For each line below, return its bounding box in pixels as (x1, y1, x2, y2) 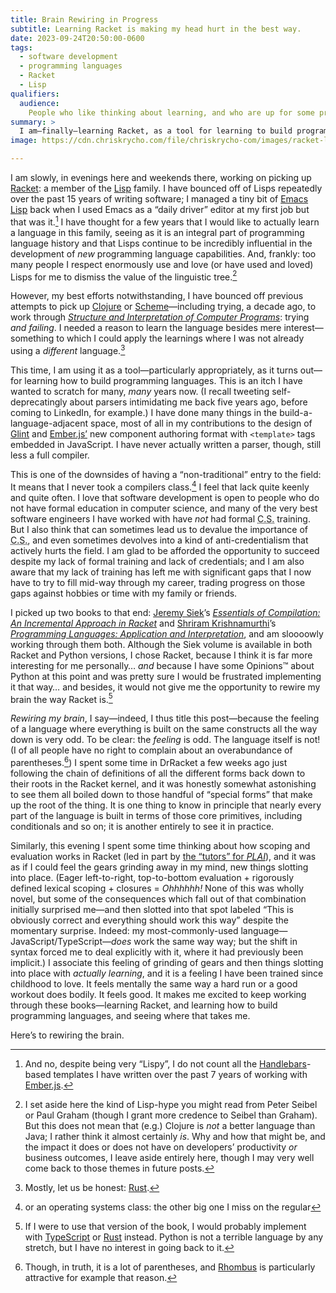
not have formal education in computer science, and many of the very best (10, 502, 318, 514)
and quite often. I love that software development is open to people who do (10, 491, 320, 503)
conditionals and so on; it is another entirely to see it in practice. (10, 820, 275, 832)
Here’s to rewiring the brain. (10, 1029, 125, 1041)
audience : (19, 98, 60, 108)
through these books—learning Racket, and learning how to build (10, 999, 278, 1011)
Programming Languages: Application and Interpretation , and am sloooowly (10, 627, 324, 640)
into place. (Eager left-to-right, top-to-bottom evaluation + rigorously (10, 871, 294, 883)
